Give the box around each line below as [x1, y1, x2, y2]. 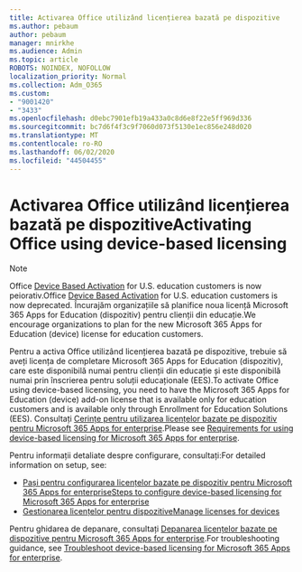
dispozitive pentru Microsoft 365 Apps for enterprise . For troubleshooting [9, 533, 280, 544]
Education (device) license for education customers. [9, 329, 204, 340]
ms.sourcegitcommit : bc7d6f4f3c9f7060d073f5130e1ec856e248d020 [9, 123, 252, 132]
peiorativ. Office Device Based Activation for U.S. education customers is [9, 290, 278, 301]
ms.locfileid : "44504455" [9, 155, 106, 165]
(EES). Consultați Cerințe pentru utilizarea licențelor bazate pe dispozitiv [9, 413, 278, 425]
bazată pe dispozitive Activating [9, 214, 252, 235]
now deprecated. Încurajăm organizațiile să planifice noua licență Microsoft [9, 300, 288, 311]
